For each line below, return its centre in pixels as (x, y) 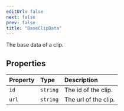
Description (81, 80)
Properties (26, 63)
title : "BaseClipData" (34, 28)
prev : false (21, 22)
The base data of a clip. (35, 45)
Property (22, 80)
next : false (21, 17)
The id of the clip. (89, 90)
